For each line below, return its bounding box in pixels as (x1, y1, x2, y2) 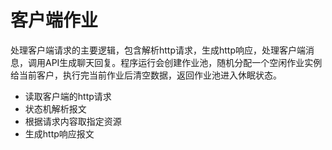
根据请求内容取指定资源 (24, 115, 122, 127)
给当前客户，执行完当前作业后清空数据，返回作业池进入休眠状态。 (10, 69, 282, 81)
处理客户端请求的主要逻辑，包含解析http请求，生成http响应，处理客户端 (10, 44, 307, 56)
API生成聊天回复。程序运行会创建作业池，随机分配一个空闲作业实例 (44, 56, 323, 68)
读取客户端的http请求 (24, 90, 112, 102)
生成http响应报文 (24, 127, 95, 140)
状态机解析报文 (24, 102, 87, 115)
